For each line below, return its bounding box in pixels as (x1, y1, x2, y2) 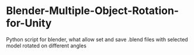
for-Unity (6, 16, 52, 30)
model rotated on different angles (6, 42, 86, 49)
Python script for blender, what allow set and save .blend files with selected (6, 36, 188, 43)
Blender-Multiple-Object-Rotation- (6, 4, 179, 18)
